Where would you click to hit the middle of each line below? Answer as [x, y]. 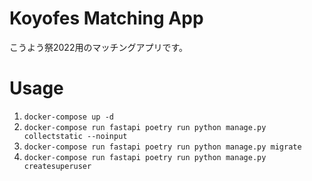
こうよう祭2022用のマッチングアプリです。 [99, 47]
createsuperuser [57, 166]
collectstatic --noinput [75, 136]
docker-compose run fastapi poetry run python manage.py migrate [162, 147]
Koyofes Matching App [106, 18]
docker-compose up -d [68, 117]
